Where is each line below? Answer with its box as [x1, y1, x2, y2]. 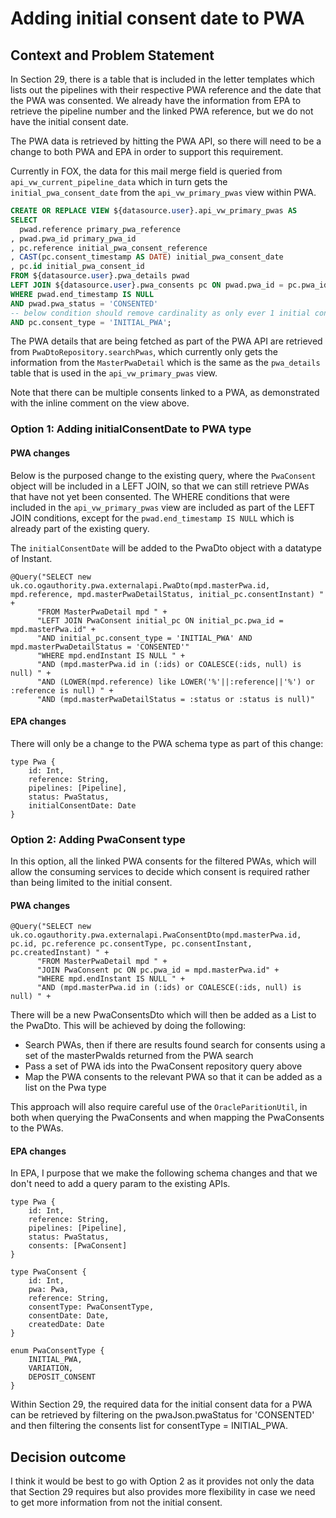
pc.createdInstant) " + [10, 948, 110, 958]
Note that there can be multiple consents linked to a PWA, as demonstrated [10, 387, 320, 399]
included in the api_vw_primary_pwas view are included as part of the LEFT [10, 501, 316, 513]
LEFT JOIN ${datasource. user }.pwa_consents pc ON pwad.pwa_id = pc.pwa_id [10, 280, 329, 290]
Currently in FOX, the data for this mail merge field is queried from [10, 165, 283, 177]
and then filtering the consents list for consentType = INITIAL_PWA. [10, 1420, 288, 1432]
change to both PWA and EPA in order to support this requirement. [10, 146, 284, 157]
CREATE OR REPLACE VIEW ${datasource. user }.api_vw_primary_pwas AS [10, 206, 298, 216]
